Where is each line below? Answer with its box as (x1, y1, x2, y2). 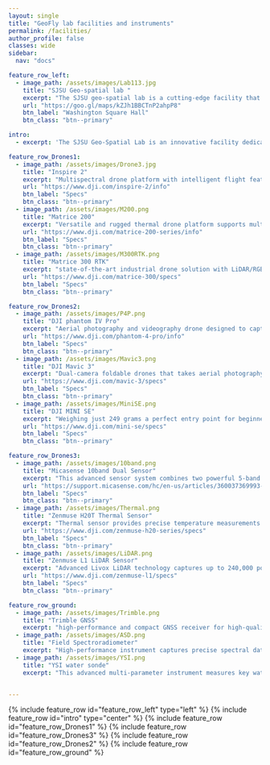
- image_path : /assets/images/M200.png (15, 206, 149, 214)
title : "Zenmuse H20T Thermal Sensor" (22, 512, 153, 520)
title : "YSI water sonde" (22, 661, 110, 669)
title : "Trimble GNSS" (22, 616, 99, 625)
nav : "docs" (15, 57, 56, 65)
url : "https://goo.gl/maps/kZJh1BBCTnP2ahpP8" (22, 102, 182, 110)
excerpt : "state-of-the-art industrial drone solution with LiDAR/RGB (22, 265, 264, 273)
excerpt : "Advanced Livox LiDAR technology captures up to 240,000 (22, 564, 253, 572)
